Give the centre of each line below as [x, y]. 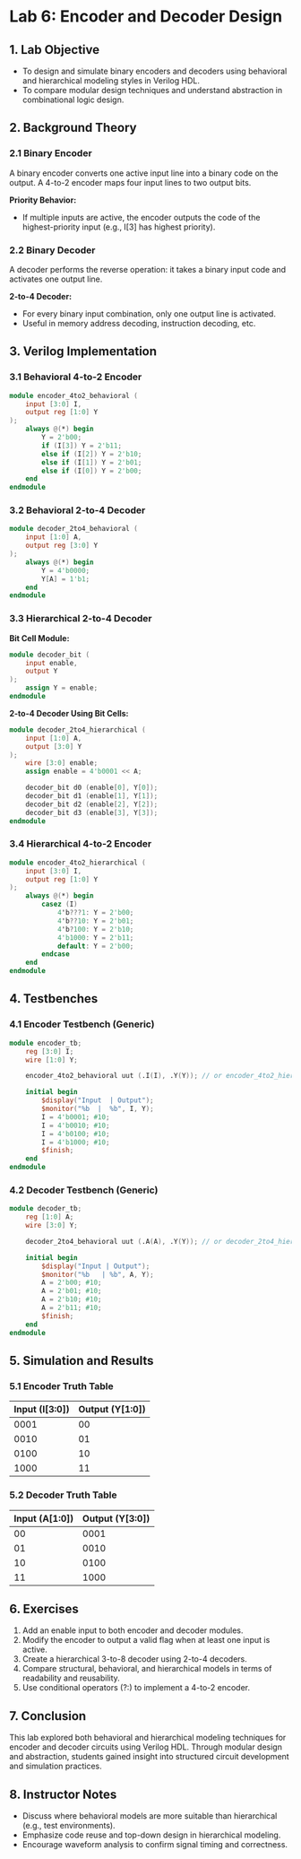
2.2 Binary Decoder [52, 250]
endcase [56, 954]
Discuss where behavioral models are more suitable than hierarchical [150, 1816]
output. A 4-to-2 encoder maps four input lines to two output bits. [130, 182]
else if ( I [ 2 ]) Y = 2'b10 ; [92, 454]
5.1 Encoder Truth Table [61, 1386]
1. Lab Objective [55, 50]
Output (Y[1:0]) [112, 1410]
